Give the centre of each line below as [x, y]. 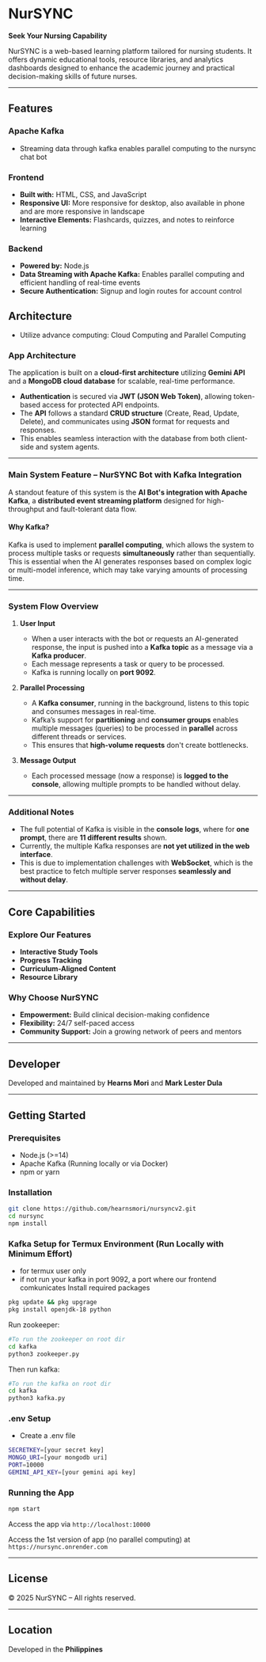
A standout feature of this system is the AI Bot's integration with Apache [128, 492]
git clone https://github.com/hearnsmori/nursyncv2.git [102, 1209]
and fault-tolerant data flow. [91, 509]
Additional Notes [41, 812]
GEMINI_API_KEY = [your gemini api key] [72, 1473]
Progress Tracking [51, 960]
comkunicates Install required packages [85, 1288]
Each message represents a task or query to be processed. [128, 664]
